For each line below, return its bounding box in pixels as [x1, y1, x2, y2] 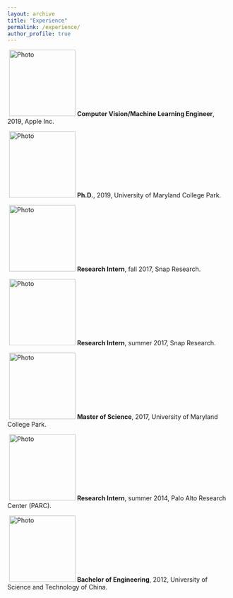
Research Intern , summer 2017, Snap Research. [76, 339, 217, 347]
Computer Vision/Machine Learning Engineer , [76, 110, 215, 118]
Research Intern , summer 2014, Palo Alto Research [76, 494, 227, 502]
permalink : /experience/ [7, 23, 80, 30]
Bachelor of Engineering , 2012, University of [76, 575, 208, 584]
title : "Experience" [7, 17, 68, 24]
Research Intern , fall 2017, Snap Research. [76, 265, 201, 273]
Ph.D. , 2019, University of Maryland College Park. [76, 191, 222, 200]
